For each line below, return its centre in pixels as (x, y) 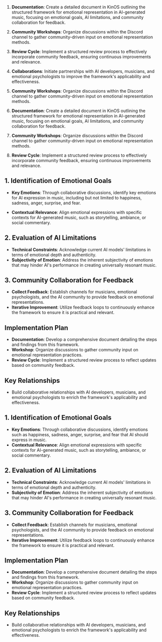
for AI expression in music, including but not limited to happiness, (77, 198)
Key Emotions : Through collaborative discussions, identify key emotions (84, 192)
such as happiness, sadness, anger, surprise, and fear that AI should (80, 434)
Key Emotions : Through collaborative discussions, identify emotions (80, 429)
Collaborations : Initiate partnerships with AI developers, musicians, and (83, 71)
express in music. (29, 440)
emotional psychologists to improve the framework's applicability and (81, 76)
